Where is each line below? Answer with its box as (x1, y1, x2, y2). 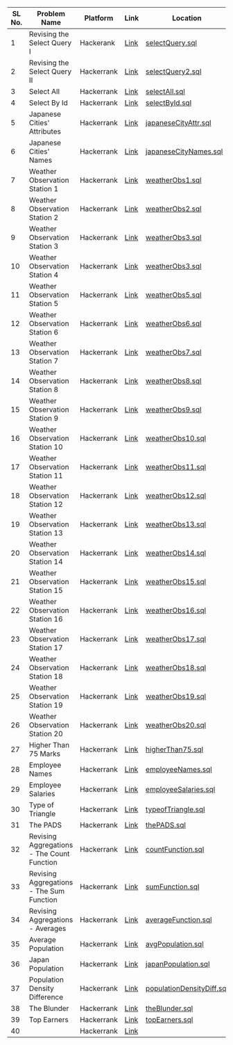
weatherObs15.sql (145, 577, 207, 586)
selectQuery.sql (145, 38, 198, 47)
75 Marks (28, 749, 61, 759)
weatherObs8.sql (145, 376, 202, 385)
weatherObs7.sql (145, 348, 202, 357)
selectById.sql (145, 98, 192, 107)
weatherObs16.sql (145, 606, 207, 615)
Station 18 (28, 672, 64, 681)
